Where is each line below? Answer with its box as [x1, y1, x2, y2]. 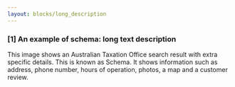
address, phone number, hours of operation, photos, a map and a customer [7, 65, 228, 73]
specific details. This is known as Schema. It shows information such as [7, 58, 218, 66]
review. [7, 73, 28, 81]
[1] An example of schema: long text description [7, 34, 177, 43]
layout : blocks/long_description [7, 10, 107, 18]
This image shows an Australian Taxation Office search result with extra [7, 50, 218, 58]
